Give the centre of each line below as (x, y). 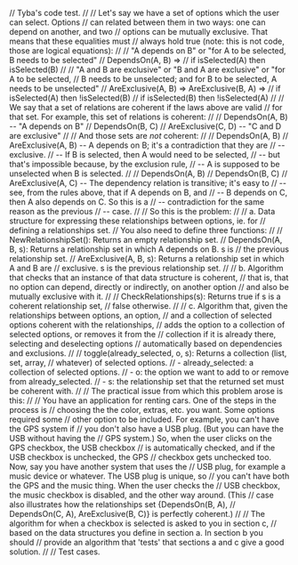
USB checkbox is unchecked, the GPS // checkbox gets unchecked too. (141, 457)
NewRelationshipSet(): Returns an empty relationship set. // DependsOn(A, (146, 240)
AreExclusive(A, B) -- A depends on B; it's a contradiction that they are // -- (147, 145)
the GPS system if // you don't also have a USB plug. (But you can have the (147, 429)
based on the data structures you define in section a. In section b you (137, 533)
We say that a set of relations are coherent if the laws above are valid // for (146, 107)
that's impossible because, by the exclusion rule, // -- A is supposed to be (145, 164)
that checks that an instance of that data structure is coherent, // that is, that (149, 278)
